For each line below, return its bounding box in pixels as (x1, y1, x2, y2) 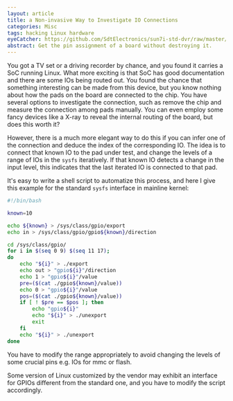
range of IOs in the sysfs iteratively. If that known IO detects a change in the (7, 156, 225, 163)
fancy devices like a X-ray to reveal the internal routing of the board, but (7, 113, 214, 121)
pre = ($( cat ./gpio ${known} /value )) (19, 280, 123, 287)
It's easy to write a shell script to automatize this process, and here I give (7, 177, 216, 184)
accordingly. (7, 386, 43, 394)
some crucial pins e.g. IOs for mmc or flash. (7, 357, 132, 366)
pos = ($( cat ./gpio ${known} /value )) (19, 292, 123, 300)
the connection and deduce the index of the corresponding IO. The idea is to (7, 141, 226, 149)
